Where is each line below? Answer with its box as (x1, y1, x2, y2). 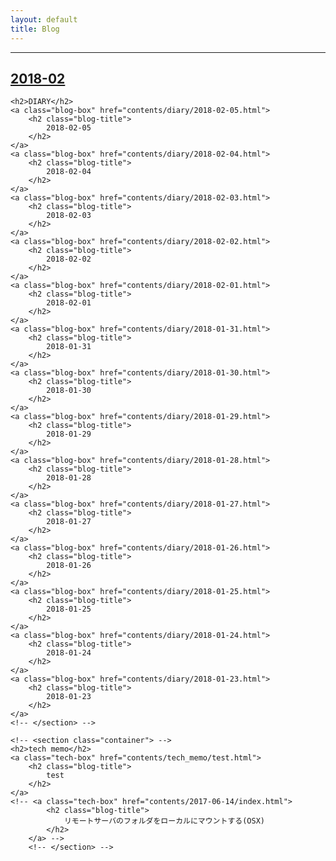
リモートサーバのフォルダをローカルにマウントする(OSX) (63, 816, 265, 826)
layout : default (10, 14, 78, 25)
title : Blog (10, 24, 60, 34)
